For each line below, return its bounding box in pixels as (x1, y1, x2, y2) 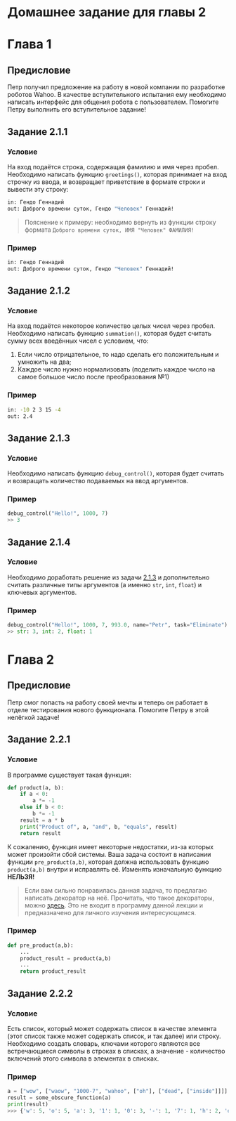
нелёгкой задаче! (7, 713, 60, 721)
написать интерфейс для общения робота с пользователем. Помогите (7, 98, 219, 106)
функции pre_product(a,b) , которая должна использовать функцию (7, 858, 209, 866)
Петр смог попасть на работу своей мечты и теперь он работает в (7, 698, 209, 707)
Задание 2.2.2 (7, 988, 74, 999)
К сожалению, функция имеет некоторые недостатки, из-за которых (7, 842, 214, 851)
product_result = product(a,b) (20, 955, 112, 962)
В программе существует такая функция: (7, 771, 131, 779)
